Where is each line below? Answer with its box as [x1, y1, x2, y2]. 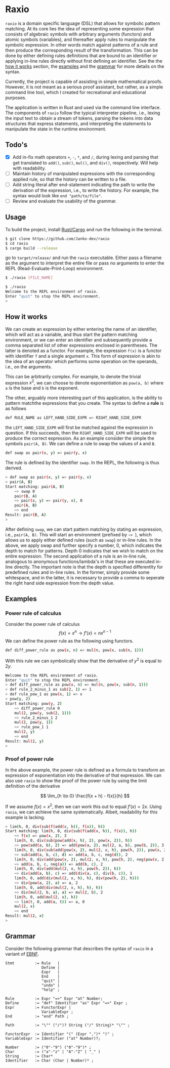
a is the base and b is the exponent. [5, 385, 79, 391]
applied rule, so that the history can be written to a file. [12, 176, 127, 182]
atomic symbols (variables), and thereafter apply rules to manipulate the [5, 36, 155, 42]
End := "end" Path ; [5, 1013, 69, 1019]
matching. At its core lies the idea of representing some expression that [5, 25, 154, 31]
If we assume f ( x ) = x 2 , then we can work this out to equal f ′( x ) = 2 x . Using [5, 802, 162, 809]
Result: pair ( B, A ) [5, 512, 47, 518]
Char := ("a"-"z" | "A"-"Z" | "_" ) [5, 1049, 101, 1054]
